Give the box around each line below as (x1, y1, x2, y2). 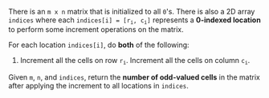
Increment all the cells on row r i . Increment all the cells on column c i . (19, 56, 251, 66)
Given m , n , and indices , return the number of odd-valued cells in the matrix (8, 72, 261, 82)
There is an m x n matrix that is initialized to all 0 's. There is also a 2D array (8, 7, 255, 16)
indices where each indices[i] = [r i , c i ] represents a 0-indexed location (8, 15, 261, 26)
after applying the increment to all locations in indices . (8, 80, 189, 90)
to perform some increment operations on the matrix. (8, 25, 185, 34)
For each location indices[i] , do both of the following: (8, 40, 190, 50)
